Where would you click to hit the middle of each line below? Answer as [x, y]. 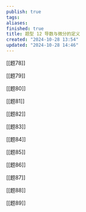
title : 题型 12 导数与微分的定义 [43, 34]
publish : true [24, 12]
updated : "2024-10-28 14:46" [42, 46]
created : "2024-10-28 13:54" [42, 40]
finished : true [25, 28]
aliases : [17, 23]
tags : [13, 17]
